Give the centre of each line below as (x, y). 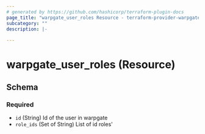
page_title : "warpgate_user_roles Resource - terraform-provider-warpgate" (105, 18)
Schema (22, 87)
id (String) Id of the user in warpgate (61, 118)
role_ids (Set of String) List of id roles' (64, 124)
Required (20, 104)
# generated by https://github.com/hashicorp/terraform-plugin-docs (95, 12)
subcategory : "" (27, 23)
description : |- (27, 29)
